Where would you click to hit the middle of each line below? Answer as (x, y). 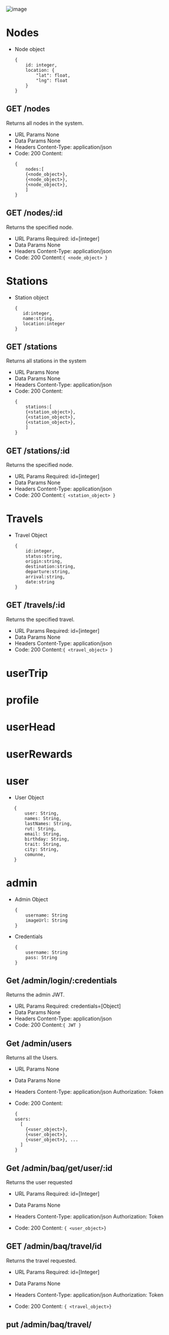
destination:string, (51, 567)
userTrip (27, 673)
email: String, (43, 834)
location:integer (44, 324)
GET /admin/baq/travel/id (54, 1246)
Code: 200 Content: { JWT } (48, 1025)
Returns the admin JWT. (35, 995)
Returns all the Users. (32, 1058)
